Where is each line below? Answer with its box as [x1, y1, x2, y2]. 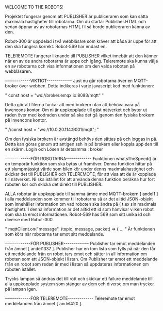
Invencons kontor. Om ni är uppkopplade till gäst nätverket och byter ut [5, 107, 147, 113]
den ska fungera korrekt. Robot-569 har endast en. [5, 44, 107, 49]
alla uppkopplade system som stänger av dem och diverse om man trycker [5, 281, 154, 287]
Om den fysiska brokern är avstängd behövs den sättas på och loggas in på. [5, 136, 158, 142]
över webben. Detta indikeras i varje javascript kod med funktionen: [19, 83, 154, 89]
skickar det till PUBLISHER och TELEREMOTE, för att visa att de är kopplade [5, 171, 156, 177]
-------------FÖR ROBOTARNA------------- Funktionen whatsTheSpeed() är [5, 156, 157, 162]
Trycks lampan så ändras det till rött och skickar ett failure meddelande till [5, 276, 153, 281]
